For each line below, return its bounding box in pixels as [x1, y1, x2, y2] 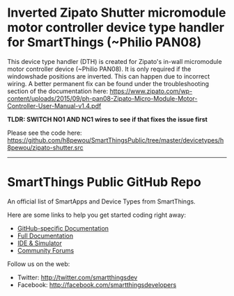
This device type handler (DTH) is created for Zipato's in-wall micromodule [7, 57, 222, 65]
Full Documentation [17, 231, 74, 240]
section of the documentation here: [7, 87, 109, 95]
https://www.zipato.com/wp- [109, 87, 193, 95]
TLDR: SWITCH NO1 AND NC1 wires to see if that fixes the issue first [7, 115, 208, 123]
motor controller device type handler [7, 19, 225, 35]
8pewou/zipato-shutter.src [7, 143, 84, 151]
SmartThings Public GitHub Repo [7, 174, 202, 190]
